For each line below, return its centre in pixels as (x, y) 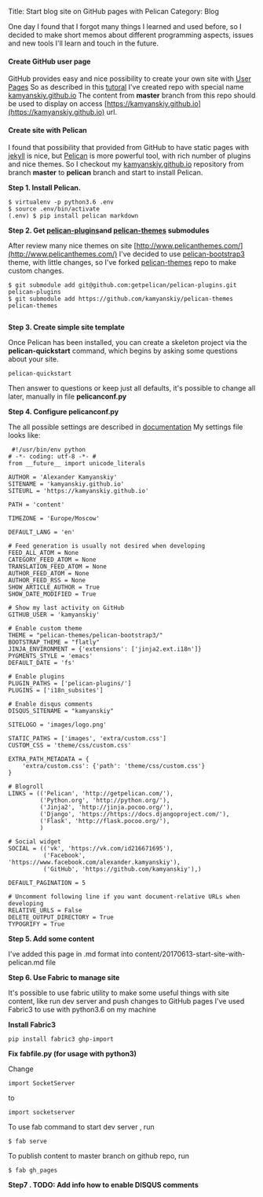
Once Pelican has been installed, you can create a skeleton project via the (128, 343)
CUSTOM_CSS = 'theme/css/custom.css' (70, 746)
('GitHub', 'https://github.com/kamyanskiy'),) (122, 869)
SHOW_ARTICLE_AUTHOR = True (54, 587)
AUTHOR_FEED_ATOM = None (49, 574)
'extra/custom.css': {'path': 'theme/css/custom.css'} (114, 766)
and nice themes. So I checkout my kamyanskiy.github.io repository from (126, 164)
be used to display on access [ (58, 104)
